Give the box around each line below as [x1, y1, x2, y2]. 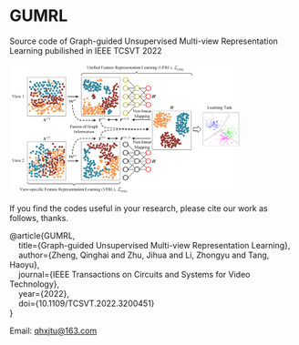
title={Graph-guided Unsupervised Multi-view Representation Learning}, [17, 239, 291, 250]
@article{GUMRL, [9, 229, 76, 241]
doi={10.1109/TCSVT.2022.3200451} [17, 298, 155, 309]
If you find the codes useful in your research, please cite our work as [9, 202, 268, 214]
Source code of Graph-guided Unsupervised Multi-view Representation [9, 36, 278, 46]
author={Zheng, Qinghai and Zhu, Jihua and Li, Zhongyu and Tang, [17, 249, 270, 260]
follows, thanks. [9, 212, 69, 223]
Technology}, [9, 279, 60, 289]
